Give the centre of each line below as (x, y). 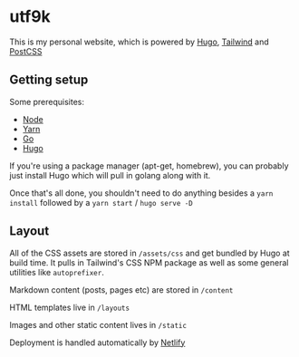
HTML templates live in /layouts (69, 307)
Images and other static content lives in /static (98, 324)
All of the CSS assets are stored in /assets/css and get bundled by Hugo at (149, 253)
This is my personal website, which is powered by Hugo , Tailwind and (139, 42)
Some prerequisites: (47, 101)
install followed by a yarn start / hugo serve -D (101, 202)
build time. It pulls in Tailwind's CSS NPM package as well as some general (149, 262)
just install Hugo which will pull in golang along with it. (110, 175)
